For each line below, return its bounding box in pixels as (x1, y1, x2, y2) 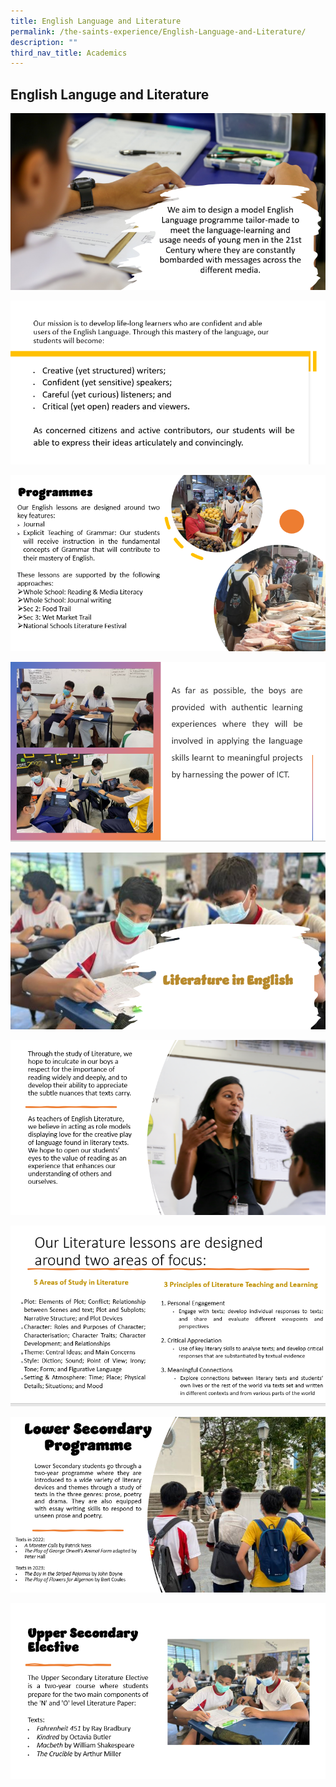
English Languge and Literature (10, 86, 210, 103)
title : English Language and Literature (10, 16, 182, 26)
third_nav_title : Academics (10, 48, 128, 58)
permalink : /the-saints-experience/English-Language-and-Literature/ (10, 26, 307, 37)
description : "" (10, 37, 78, 47)
